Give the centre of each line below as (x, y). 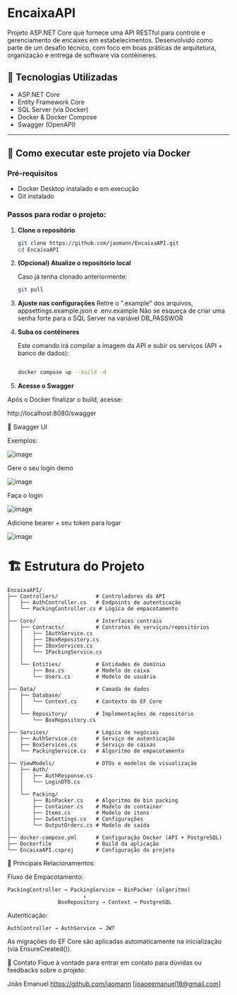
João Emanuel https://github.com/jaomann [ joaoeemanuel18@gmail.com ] (114, 984)
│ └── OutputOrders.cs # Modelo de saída (79, 825)
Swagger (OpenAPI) (47, 124)
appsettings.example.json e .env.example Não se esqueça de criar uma (121, 311)
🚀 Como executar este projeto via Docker (99, 153)
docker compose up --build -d (62, 373)
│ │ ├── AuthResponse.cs (50, 776)
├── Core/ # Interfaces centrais (85, 621)
